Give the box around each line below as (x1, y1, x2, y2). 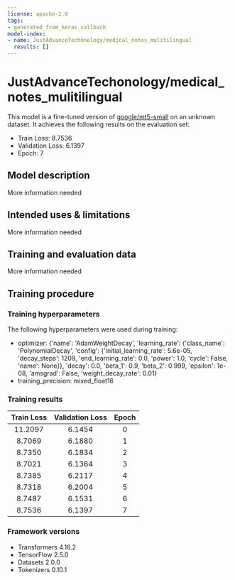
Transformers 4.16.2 (17, 542, 77, 551)
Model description (7, 170, 90, 182)
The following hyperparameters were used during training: (7, 325, 178, 334)
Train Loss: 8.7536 (17, 133, 72, 142)
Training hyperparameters (7, 309, 100, 319)
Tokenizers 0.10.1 (17, 565, 67, 574)
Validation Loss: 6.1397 (17, 141, 85, 150)
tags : (7, 17, 23, 24)
